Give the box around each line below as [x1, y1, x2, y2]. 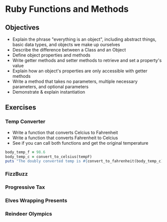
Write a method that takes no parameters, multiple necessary [12, 78, 138, 84]
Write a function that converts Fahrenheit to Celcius [12, 135, 118, 141]
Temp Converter [5, 118, 46, 125]
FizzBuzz [5, 170, 28, 177]
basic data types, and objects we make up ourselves [12, 42, 120, 48]
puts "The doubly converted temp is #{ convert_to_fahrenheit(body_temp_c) [5, 159, 164, 164]
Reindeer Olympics [5, 211, 52, 217]
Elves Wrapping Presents [5, 197, 68, 204]
